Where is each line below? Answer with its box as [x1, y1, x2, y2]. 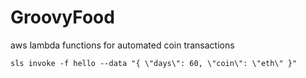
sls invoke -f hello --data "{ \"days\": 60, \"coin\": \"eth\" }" [10, 58, 298, 68]
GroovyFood [10, 6, 115, 29]
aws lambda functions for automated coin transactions [10, 39, 235, 51]
